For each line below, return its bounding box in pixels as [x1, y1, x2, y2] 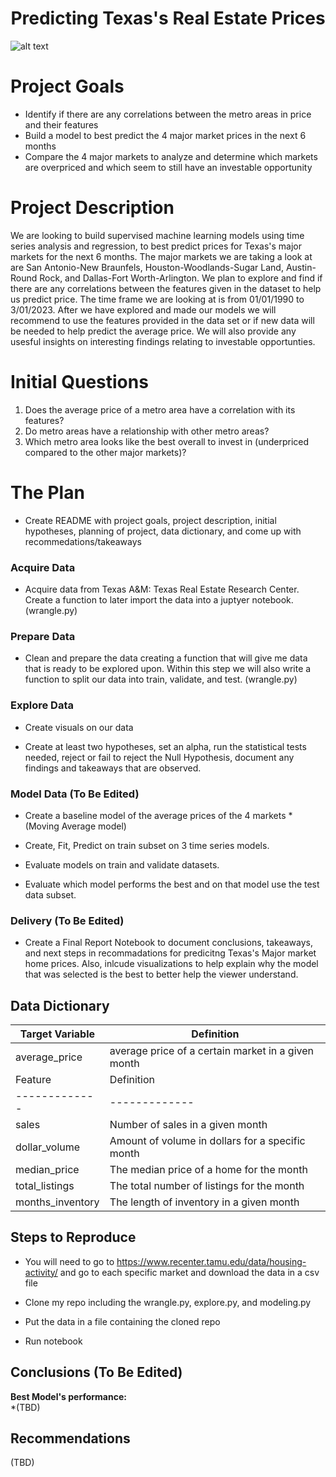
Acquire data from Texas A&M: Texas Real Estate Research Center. [24, 583, 300, 595]
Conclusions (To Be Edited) [10, 1364, 183, 1381]
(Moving [24, 820, 60, 832]
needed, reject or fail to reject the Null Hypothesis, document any [24, 751, 295, 763]
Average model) [61, 820, 127, 832]
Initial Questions [10, 371, 149, 393]
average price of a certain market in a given [109, 1043, 315, 1057]
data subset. [24, 888, 77, 901]
